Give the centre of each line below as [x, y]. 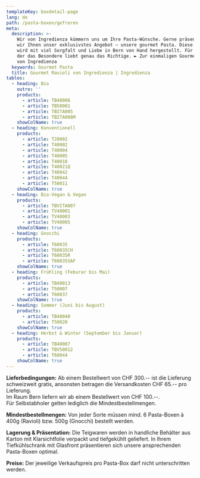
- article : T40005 [45, 156]
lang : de [17, 17]
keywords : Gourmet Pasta [42, 67]
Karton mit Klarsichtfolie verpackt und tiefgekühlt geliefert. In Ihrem [89, 439]
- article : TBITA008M [49, 117]
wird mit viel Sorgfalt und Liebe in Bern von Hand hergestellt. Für [105, 51]
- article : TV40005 [46, 222]
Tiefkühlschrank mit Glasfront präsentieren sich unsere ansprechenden [94, 445]
